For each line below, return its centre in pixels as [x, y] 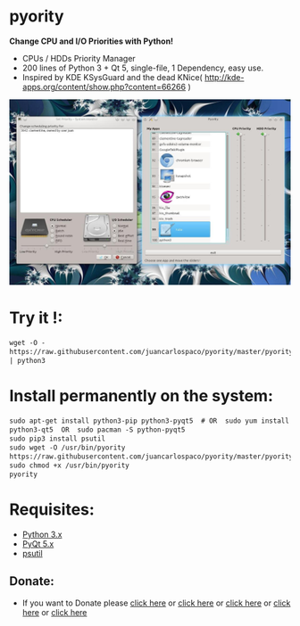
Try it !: [36, 318]
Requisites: [52, 510]
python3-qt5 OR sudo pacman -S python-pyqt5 [97, 430]
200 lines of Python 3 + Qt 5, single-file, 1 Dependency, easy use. [143, 68]
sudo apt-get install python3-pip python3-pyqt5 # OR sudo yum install [150, 421]
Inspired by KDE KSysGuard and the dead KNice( [112, 77]
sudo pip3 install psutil [57, 439]
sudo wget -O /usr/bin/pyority [67, 448]
